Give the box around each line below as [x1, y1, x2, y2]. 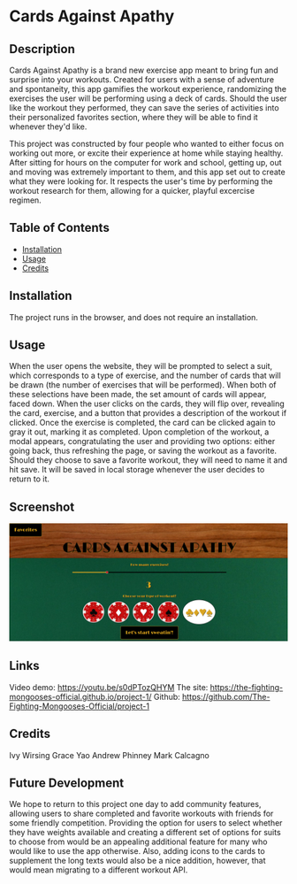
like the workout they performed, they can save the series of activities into [9, 103, 280, 112]
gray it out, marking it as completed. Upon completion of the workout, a [9, 427, 270, 437]
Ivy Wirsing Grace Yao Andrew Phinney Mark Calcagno [9, 749, 209, 760]
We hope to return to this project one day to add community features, [9, 799, 262, 810]
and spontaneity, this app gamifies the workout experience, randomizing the [9, 84, 287, 94]
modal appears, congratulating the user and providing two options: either [9, 436, 276, 447]
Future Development [9, 775, 125, 790]
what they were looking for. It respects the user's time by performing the [9, 176, 273, 187]
